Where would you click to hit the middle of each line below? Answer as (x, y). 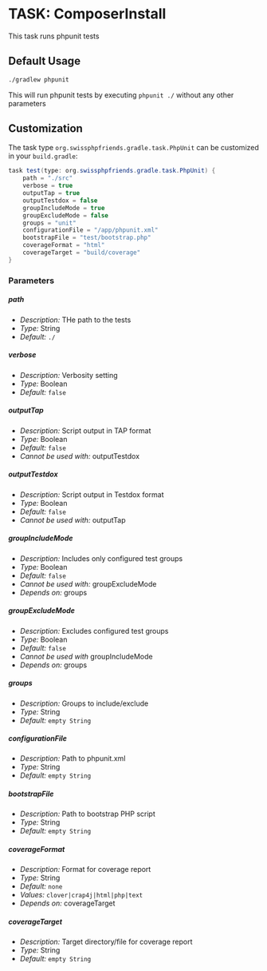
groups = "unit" (50, 223)
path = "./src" (48, 178)
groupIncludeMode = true (64, 208)
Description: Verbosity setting (69, 375)
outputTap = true (51, 193)
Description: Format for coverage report (85, 870)
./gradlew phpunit (39, 80)
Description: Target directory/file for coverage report (106, 942)
